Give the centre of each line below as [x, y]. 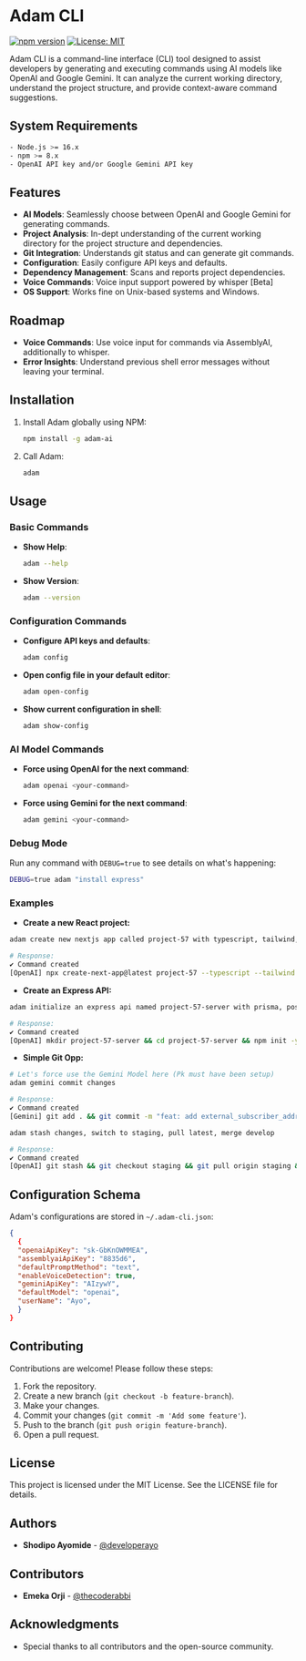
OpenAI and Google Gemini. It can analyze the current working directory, [146, 77]
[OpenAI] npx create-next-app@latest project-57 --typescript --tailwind [153, 973]
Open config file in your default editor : [97, 675]
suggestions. [34, 97]
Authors [33, 1523]
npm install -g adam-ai [68, 438]
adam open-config [56, 692]
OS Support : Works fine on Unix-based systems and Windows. [141, 292]
